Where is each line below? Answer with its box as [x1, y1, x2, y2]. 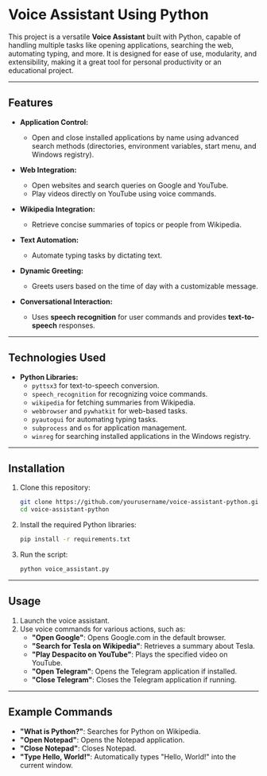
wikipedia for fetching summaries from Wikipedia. [31, 398, 196, 407]
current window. [19, 760, 73, 770]
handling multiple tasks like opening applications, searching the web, [8, 40, 234, 49]
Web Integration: [19, 165, 77, 174]
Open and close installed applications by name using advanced [31, 133, 239, 142]
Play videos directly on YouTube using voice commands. [31, 188, 217, 198]
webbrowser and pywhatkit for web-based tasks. [31, 405, 188, 415]
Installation [8, 461, 65, 475]
